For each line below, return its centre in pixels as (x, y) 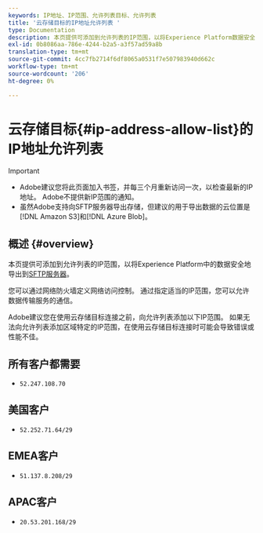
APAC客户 (32, 502)
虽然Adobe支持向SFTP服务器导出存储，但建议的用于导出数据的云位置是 (135, 207)
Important (24, 171)
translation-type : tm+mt (49, 52)
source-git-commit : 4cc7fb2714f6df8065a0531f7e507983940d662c (112, 60)
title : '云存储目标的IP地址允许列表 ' (64, 23)
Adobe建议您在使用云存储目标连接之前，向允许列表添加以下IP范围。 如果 (126, 317)
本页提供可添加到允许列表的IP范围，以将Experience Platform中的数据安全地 (130, 265)
